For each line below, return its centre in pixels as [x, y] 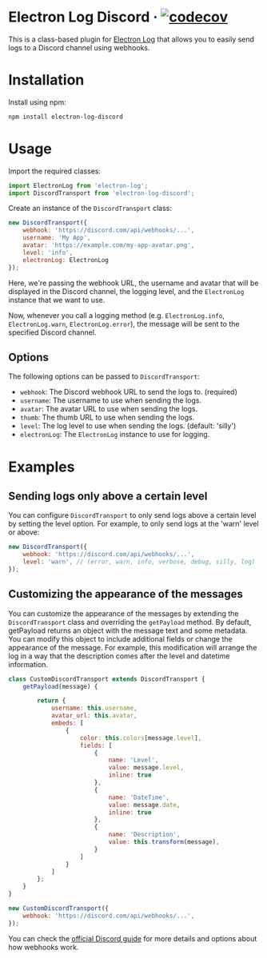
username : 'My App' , [57, 238]
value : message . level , [146, 768]
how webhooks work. [44, 947]
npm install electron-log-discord [66, 117]
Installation [46, 80]
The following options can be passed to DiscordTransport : [104, 376]
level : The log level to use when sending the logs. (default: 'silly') [128, 426]
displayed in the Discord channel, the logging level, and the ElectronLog [126, 291]
